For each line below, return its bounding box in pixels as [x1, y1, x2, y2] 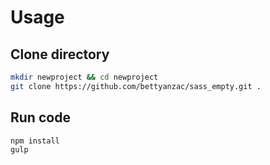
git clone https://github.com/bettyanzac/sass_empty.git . [10, 81, 262, 91]
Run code [10, 109, 71, 126]
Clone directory [10, 46, 110, 63]
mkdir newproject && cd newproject [10, 72, 159, 82]
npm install [10, 136, 60, 146]
